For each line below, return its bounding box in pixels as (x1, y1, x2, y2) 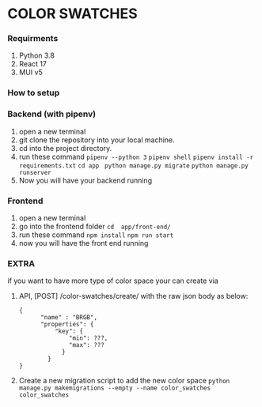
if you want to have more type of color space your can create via (7, 276, 218, 285)
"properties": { (40, 321, 94, 329)
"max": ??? (69, 341, 104, 349)
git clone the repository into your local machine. (18, 135, 175, 145)
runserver (18, 168, 52, 176)
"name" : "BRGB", (40, 314, 98, 322)
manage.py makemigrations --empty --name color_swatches (18, 384, 211, 392)
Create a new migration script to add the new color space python (18, 376, 230, 386)
